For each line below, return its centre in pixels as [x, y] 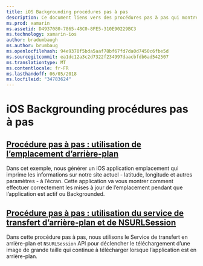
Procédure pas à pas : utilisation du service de [95, 213]
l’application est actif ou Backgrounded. [56, 194]
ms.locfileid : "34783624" [39, 79]
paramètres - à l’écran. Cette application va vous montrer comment [90, 181]
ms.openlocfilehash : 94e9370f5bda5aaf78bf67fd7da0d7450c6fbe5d [88, 51]
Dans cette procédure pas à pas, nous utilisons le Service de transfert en [97, 237]
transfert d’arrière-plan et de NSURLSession [91, 222]
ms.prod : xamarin [28, 23]
